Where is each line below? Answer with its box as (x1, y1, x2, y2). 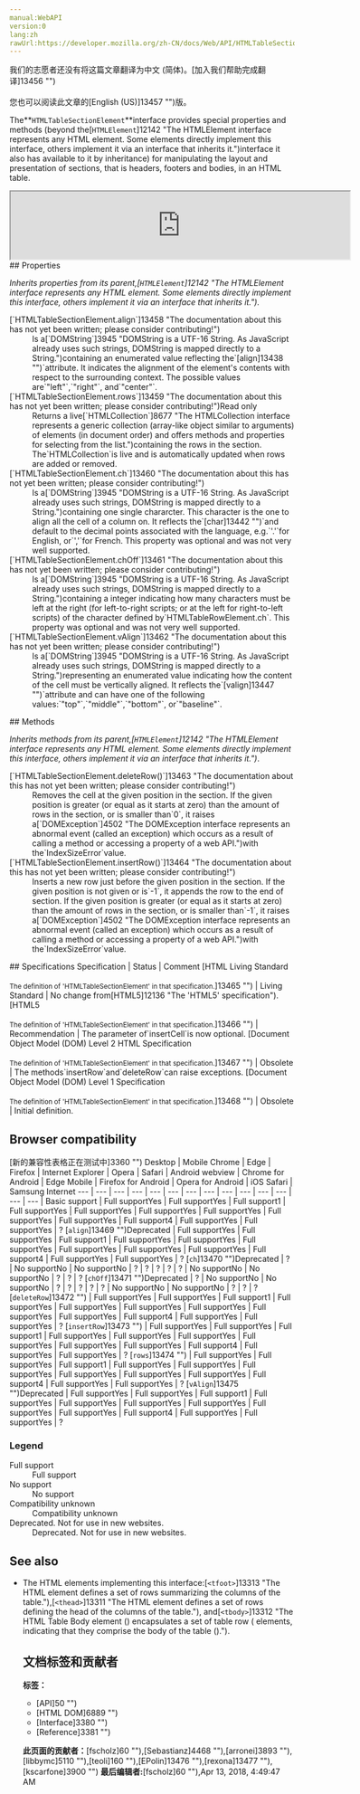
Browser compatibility (9, 1132, 137, 1147)
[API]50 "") (35, 1697, 78, 1708)
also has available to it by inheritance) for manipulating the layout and (9, 153, 269, 164)
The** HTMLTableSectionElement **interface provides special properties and (9, 115, 287, 126)
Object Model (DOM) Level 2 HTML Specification (9, 1038, 192, 1049)
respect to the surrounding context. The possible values (32, 372, 242, 383)
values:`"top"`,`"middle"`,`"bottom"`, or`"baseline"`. (32, 698, 223, 710)
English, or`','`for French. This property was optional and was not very (32, 536, 292, 546)
